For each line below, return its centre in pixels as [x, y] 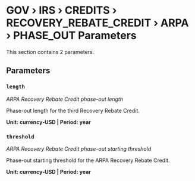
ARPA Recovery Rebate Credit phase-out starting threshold [79, 148]
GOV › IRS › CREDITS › [62, 10]
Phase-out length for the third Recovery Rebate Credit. [73, 110]
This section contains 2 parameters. [50, 52]
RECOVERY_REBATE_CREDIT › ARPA [97, 23]
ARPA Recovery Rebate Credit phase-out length [65, 99]
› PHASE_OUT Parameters [71, 36]
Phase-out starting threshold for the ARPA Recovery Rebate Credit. [88, 160]
